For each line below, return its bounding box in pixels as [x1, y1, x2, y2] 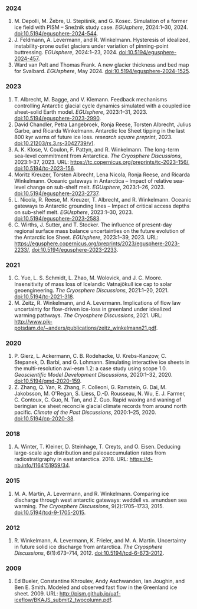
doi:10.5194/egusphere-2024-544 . [14, 30, 98, 37]
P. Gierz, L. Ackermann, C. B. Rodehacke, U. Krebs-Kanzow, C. [14, 353, 167, 360]
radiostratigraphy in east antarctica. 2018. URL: [14, 456, 129, 463]
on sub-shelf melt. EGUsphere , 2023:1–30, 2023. [14, 208, 133, 216]
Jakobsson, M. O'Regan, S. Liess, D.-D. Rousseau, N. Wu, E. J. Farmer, [14, 390, 186, 397]
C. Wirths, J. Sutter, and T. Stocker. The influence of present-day [14, 221, 172, 228]
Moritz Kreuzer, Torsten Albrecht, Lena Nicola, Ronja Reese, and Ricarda [14, 171, 190, 178]
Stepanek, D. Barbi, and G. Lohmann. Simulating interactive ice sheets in [14, 358, 190, 366]
